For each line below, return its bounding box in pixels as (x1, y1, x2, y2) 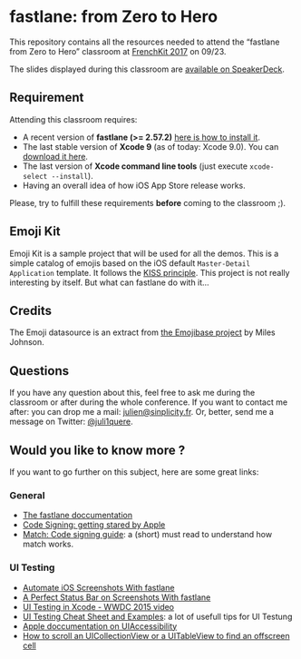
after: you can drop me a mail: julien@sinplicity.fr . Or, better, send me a (9, 407, 275, 418)
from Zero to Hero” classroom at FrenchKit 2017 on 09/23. (9, 45, 227, 56)
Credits (9, 302, 53, 319)
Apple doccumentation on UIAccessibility (22, 620, 178, 632)
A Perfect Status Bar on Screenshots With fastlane (22, 592, 211, 603)
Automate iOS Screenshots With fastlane (22, 582, 175, 593)
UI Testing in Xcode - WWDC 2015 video (22, 601, 175, 612)
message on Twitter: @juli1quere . (9, 416, 133, 428)
